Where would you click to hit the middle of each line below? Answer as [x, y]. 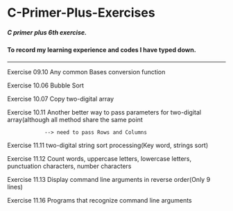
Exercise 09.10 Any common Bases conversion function [86, 71]
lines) [15, 187]
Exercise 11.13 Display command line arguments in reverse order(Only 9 [109, 179]
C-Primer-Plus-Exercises [81, 13]
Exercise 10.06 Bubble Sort [46, 85]
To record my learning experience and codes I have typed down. [102, 50]
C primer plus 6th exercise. [47, 32]
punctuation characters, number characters [69, 166]
